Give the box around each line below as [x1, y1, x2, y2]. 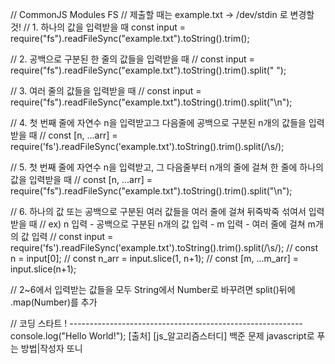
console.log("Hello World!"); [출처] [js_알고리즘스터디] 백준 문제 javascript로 [10, 330, 315, 342]
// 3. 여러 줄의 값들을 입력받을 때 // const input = [10, 85, 202, 97]
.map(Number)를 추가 [10, 296, 98, 308]
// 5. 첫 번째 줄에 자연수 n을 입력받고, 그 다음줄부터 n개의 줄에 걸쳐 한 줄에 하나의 [10, 161, 324, 173]
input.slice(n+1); [10, 263, 77, 275]
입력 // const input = [31, 231, 114, 242]
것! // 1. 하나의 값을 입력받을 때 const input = [10, 21, 186, 33]
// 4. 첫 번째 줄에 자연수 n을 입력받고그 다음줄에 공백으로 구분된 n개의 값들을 [10, 117, 307, 128]
